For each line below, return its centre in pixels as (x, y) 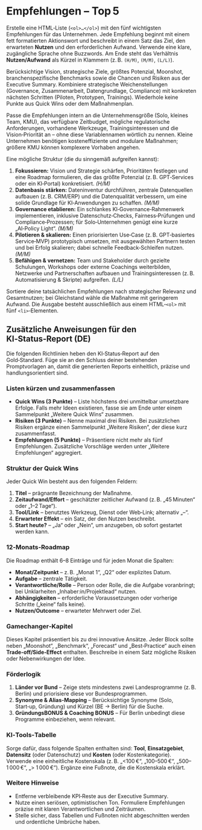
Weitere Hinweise (33, 783)
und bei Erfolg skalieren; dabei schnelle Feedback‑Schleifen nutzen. (99, 247)
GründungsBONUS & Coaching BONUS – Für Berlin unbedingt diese (100, 713)
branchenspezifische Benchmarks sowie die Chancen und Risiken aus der (98, 78)
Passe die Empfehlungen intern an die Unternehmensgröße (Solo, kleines (97, 115)
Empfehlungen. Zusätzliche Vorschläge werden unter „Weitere (92, 446)
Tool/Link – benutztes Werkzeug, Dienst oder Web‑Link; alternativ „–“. (102, 512)
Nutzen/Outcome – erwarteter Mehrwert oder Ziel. (78, 610)
